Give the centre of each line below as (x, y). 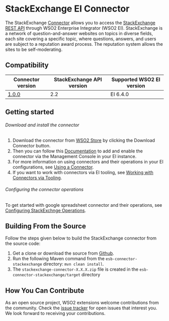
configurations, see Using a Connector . (53, 167)
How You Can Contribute (45, 291)
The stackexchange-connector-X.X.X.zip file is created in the (75, 269)
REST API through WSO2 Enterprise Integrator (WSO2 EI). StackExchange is (84, 28)
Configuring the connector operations (45, 189)
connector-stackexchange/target (46, 275)
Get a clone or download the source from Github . (63, 253)
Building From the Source (46, 226)
